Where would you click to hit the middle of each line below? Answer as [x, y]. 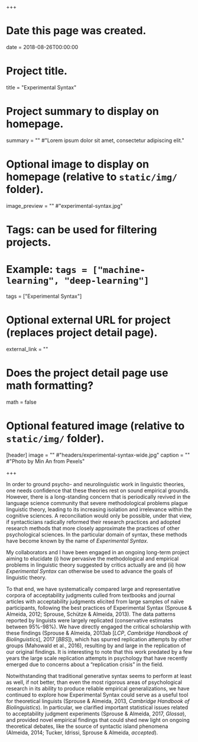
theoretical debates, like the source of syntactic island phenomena [87, 726]
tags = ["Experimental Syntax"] [44, 296]
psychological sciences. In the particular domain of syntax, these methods [97, 534]
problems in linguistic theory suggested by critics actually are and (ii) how [96, 565]
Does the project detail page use [87, 373]
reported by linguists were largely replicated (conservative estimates [90, 620]
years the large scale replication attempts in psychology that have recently [97, 658]
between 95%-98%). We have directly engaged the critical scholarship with [98, 627]
